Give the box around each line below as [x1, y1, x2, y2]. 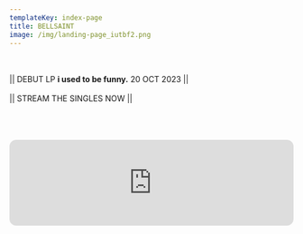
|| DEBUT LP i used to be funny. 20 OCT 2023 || [9, 74, 189, 85]
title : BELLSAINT [9, 22, 75, 31]
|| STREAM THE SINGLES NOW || [9, 93, 133, 104]
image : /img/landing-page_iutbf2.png [9, 30, 151, 39]
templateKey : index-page [9, 13, 103, 23]
